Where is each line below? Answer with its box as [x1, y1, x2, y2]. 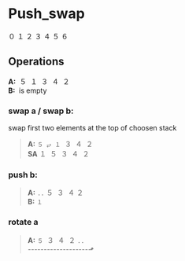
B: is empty [8, 86, 47, 95]
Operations [8, 55, 65, 68]
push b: [8, 169, 38, 180]
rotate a [8, 217, 39, 228]
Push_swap [8, 5, 85, 23]
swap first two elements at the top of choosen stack [8, 123, 177, 133]
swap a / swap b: [8, 105, 74, 116]
